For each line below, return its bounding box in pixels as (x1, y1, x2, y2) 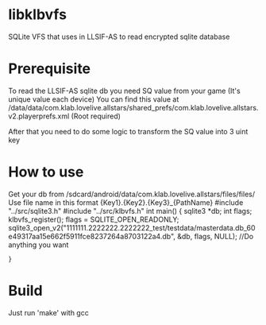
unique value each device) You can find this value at (8, 94, 179, 104)
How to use (8, 163, 84, 181)
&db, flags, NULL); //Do (177, 231, 254, 241)
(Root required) (71, 111, 121, 121)
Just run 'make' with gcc (8, 308, 89, 317)
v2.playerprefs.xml (8, 111, 70, 121)
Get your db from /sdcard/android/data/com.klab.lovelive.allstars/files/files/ (8, 189, 256, 199)
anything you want (8, 240, 69, 250)
